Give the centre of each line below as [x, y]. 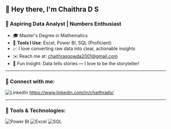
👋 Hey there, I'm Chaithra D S [52, 9]
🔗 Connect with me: [30, 81]
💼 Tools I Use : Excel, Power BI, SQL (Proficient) [62, 43]
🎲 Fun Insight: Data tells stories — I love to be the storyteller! [76, 63]
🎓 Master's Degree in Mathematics [50, 35]
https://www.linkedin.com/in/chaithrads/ [72, 92]
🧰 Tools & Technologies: [36, 110]
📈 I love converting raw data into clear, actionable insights [74, 48]
